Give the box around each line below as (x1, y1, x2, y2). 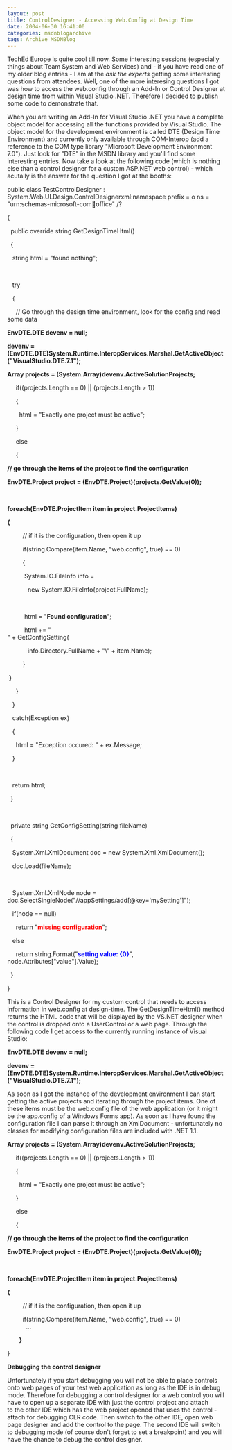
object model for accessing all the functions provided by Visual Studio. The (7, 120, 222, 128)
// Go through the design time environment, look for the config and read (15, 308, 220, 316)
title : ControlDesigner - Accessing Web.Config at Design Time (7, 17, 194, 24)
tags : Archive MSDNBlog (7, 36, 76, 43)
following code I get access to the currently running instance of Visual (7, 1027, 208, 1035)
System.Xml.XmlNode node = (12, 889, 97, 897)
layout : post (7, 10, 45, 17)
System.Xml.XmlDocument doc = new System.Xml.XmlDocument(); (12, 849, 205, 857)
